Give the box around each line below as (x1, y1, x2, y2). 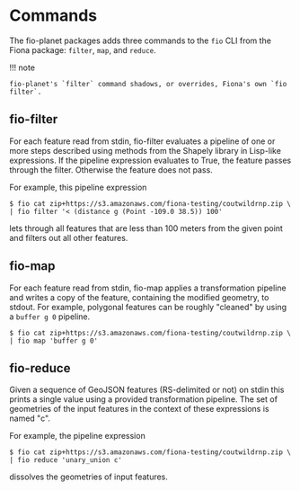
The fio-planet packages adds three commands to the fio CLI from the (9, 35, 272, 46)
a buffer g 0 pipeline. (9, 311, 91, 322)
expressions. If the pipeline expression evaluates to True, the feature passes (9, 155, 292, 165)
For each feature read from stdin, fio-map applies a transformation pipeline (9, 282, 287, 293)
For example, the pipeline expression (9, 431, 146, 442)
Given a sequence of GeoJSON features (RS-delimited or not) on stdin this (9, 384, 285, 396)
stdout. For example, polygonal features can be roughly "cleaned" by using (9, 301, 287, 312)
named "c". (9, 413, 51, 424)
